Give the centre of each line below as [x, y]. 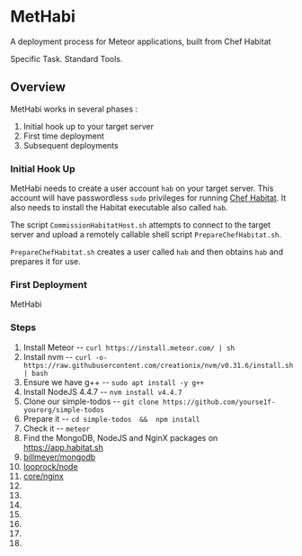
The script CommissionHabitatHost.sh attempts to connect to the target [141, 225]
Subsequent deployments [71, 145]
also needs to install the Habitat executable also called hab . [119, 208]
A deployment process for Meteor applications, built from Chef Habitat [141, 41]
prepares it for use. [46, 262]
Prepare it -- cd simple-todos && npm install [111, 418]
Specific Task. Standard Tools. [67, 58]
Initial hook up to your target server [88, 126]
